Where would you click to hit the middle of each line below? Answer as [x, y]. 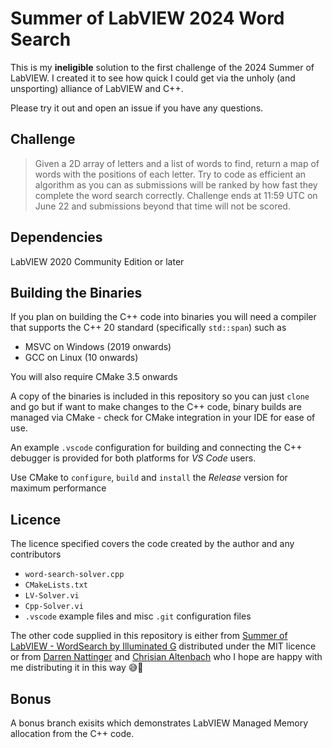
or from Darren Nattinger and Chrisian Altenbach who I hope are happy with [166, 657]
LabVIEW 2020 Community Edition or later [97, 261]
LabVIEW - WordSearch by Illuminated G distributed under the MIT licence [163, 646]
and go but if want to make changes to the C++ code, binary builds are [156, 407]
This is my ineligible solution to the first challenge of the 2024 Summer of [162, 67]
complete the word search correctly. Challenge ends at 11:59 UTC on [176, 195]
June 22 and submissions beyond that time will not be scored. [162, 206]
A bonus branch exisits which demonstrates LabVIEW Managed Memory [159, 723]
